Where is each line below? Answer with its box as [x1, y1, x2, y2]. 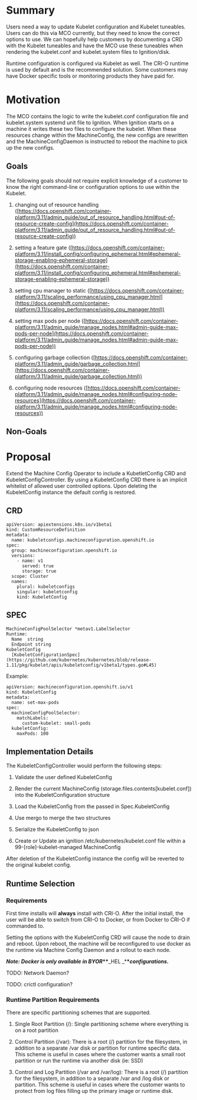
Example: [6, 673, 29, 680]
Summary [6, 4, 55, 17]
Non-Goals [6, 427, 47, 437]
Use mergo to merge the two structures [14, 815, 111, 822]
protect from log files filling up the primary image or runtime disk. [14, 1088, 173, 1095]
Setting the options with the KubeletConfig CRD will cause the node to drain [6, 934, 191, 941]
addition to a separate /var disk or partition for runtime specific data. [14, 1044, 181, 1051]
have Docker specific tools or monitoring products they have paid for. [6, 72, 175, 79]
